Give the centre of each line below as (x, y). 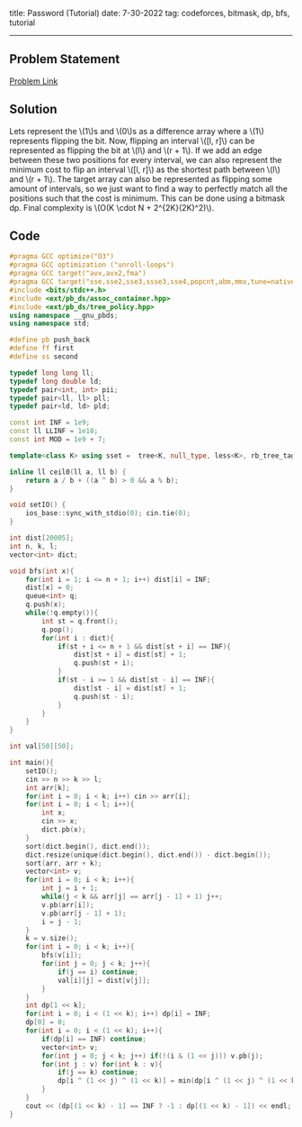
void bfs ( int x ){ (42, 571)
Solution (33, 109)
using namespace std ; (50, 323)
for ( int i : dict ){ (78, 638)
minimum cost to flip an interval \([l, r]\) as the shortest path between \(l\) (145, 169)
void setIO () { (38, 505)
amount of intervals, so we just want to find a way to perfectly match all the (148, 188)
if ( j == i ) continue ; (98, 972)
